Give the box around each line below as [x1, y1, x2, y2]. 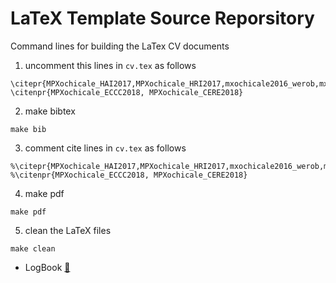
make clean [10, 243, 56, 254]
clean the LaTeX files [24, 224, 112, 236]
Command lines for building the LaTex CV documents [10, 40, 230, 52]
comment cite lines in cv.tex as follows [24, 142, 187, 154]
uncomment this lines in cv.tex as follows [24, 59, 197, 71]
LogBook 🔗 [24, 261, 71, 273]
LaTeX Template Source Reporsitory [10, 7, 315, 30]
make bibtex [24, 105, 76, 117]
